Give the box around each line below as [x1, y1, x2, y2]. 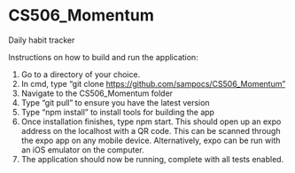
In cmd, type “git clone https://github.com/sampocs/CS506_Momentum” [20, 78, 286, 89]
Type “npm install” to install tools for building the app [20, 106, 214, 117]
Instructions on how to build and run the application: [8, 51, 198, 62]
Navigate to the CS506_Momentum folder [20, 88, 174, 98]
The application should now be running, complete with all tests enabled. [20, 153, 284, 164]
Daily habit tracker [8, 35, 75, 45]
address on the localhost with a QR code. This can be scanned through [20, 125, 281, 136]
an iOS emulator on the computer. [20, 144, 144, 155]
